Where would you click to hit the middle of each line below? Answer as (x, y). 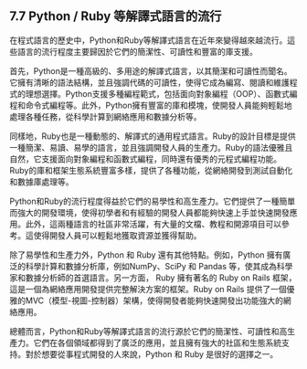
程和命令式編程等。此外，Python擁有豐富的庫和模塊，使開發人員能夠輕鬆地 (151, 105)
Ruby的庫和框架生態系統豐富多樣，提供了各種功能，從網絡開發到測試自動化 (151, 170)
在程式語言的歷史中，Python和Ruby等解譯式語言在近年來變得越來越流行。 (148, 40)
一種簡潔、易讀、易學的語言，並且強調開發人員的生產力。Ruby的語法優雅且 (151, 147)
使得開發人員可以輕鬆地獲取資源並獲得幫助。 (117, 235)
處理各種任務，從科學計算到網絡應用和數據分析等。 (106, 116)
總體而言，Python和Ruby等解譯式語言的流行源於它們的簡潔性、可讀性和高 (148, 331)
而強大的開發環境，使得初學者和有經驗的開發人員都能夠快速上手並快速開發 (149, 212)
